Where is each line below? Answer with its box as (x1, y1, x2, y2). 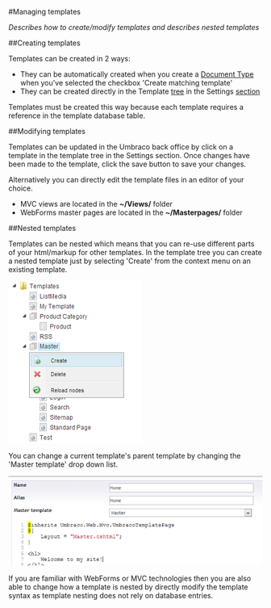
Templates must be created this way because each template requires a (8, 103, 244, 111)
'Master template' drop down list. (8, 459, 119, 469)
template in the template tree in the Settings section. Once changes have (8, 151, 250, 160)
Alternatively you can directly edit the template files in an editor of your (8, 175, 244, 184)
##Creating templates (8, 38, 81, 48)
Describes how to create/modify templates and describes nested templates (8, 23, 260, 31)
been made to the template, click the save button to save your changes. (8, 159, 247, 169)
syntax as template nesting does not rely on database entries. (8, 590, 214, 600)
